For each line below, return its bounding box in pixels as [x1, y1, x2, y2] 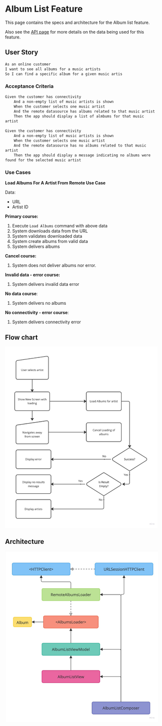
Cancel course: [5, 253, 36, 259]
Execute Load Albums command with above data [12, 223, 108, 229]
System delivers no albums [12, 300, 66, 306]
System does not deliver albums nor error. [12, 262, 97, 268]
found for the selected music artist [5, 158, 81, 163]
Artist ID [12, 204, 29, 210]
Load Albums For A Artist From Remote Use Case [5, 180, 106, 186]
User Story [5, 48, 38, 56]
